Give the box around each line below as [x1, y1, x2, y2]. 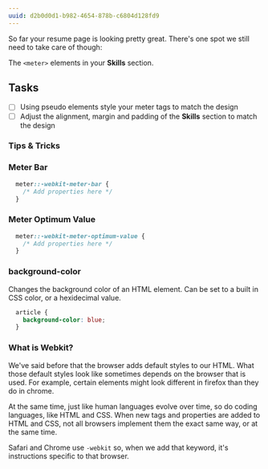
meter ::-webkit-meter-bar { [15, 180, 110, 188]
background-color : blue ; [22, 316, 106, 324]
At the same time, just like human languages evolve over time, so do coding [8, 402, 258, 411]
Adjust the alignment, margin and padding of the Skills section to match [19, 111, 258, 121]
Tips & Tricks [8, 140, 61, 152]
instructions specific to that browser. [8, 451, 130, 461]
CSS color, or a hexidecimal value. [8, 293, 122, 302]
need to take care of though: [8, 42, 103, 52]
